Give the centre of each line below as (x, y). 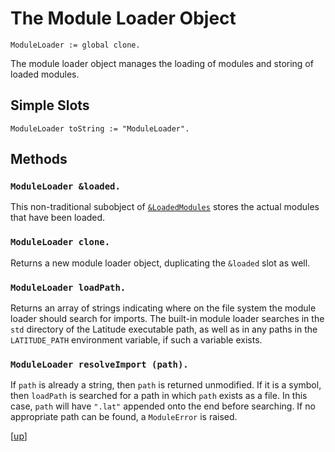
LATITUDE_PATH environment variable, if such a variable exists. (136, 340)
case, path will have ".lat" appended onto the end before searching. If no (163, 406)
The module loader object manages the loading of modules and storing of (162, 63)
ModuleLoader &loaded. (65, 186)
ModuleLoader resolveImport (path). (99, 364)
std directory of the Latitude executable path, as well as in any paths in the (164, 329)
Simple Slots (50, 105)
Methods (39, 159)
